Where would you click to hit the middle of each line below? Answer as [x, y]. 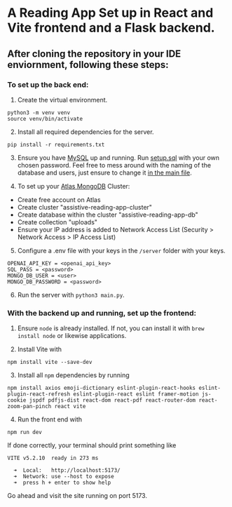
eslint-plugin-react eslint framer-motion [136, 394]
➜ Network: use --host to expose [64, 477]
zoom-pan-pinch [29, 407]
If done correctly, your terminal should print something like [92, 445]
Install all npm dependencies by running [73, 375]
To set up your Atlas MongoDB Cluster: [74, 186]
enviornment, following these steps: [88, 65]
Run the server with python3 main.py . [71, 295]
